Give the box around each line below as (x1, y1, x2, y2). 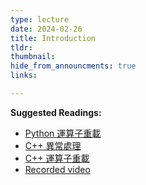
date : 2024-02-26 (10, 24, 83, 34)
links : (10, 71, 38, 81)
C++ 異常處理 (24, 139, 82, 151)
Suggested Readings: (10, 106, 102, 118)
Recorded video (24, 163, 91, 175)
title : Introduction (10, 33, 97, 43)
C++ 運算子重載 (24, 152, 90, 164)
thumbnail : (10, 52, 56, 62)
